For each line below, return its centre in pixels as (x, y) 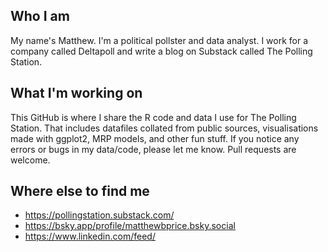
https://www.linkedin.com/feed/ (90, 236)
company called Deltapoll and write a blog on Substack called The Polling (161, 51)
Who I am (40, 16)
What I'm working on (76, 93)
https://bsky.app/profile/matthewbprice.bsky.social (130, 226)
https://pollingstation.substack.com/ (99, 215)
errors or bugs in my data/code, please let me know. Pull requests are (153, 149)
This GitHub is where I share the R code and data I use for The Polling (153, 117)
